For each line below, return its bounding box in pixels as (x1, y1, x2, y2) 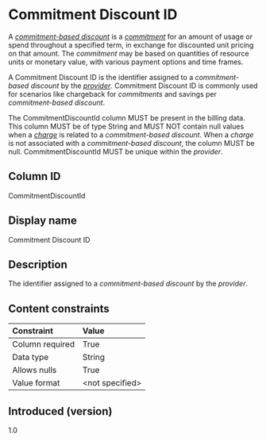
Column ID (8, 170, 61, 183)
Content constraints (8, 301, 110, 315)
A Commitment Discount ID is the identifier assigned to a (8, 72, 194, 82)
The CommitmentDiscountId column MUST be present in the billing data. (8, 113, 246, 122)
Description (8, 258, 67, 271)
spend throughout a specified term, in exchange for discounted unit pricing (8, 40, 254, 49)
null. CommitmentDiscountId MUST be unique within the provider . (8, 147, 224, 156)
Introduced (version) (8, 405, 113, 418)
